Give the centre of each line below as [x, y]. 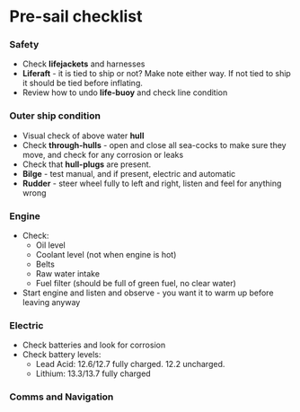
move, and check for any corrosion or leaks [103, 154]
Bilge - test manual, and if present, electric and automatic [129, 173]
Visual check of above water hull [83, 136]
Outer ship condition [55, 116]
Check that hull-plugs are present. [87, 164]
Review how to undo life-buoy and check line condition [125, 92]
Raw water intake [68, 274]
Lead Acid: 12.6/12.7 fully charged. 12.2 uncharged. [130, 364]
